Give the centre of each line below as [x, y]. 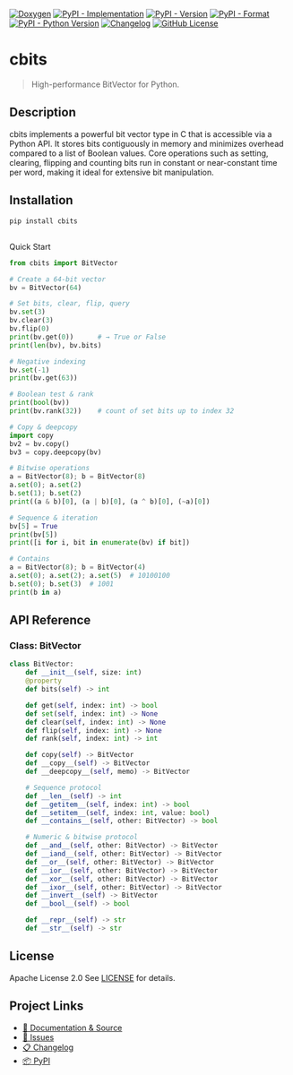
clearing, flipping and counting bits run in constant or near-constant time [143, 162]
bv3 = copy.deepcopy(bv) [56, 452]
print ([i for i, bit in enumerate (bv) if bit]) [100, 543]
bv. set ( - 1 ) [30, 370]
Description [43, 112]
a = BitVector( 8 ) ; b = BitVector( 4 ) [78, 568]
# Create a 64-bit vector [57, 279]
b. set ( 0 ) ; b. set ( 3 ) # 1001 [62, 584]
